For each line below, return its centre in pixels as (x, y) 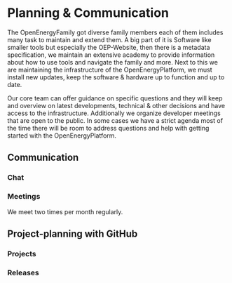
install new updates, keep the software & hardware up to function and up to (116, 77)
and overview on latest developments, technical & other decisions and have (116, 105)
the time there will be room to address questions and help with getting (108, 128)
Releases (23, 272)
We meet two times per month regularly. (65, 211)
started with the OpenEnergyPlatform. (62, 136)
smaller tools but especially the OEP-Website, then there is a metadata (109, 47)
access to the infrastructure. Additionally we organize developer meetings (114, 113)
